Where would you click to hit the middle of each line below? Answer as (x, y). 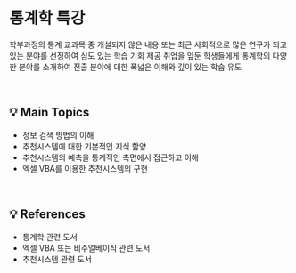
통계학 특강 (47, 18)
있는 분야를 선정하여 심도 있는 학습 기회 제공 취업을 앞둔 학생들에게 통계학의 (140, 55)
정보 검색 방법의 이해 (58, 135)
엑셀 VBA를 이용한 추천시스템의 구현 (85, 168)
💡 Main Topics (49, 112)
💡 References (48, 214)
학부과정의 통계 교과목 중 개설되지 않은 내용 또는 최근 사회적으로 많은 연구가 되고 (148, 44)
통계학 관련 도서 (49, 237)
